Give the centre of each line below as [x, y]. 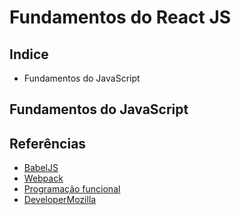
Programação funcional [72, 189]
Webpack [43, 178]
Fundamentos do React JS [120, 17]
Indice [29, 54]
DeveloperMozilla [60, 200]
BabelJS [41, 168]
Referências [48, 143]
